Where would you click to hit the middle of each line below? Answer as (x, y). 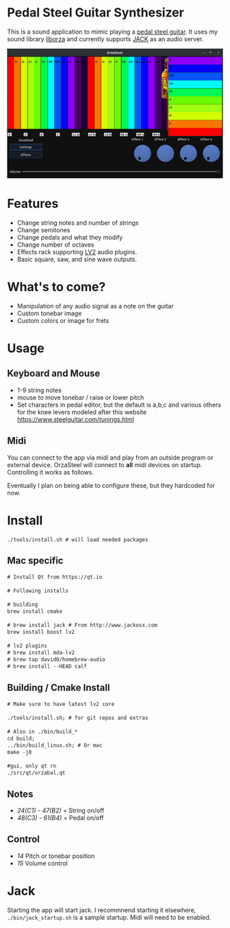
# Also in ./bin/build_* (42, 732)
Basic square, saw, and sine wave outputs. (77, 259)
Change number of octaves (55, 245)
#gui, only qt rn (32, 766)
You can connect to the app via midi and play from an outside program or (110, 457)
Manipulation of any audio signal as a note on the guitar (95, 306)
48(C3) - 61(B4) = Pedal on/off (60, 818)
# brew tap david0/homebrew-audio (56, 660)
